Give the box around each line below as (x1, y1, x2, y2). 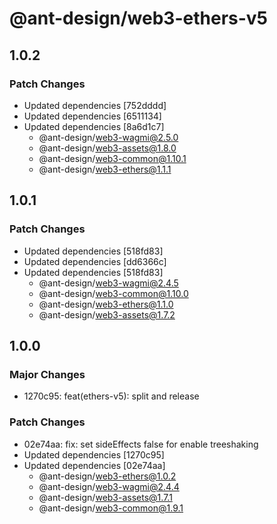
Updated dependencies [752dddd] (23, 99, 167, 111)
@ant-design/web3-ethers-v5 (9, 7, 269, 30)
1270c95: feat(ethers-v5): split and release (23, 390, 200, 402)
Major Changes (9, 367, 86, 381)
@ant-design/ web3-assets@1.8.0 (38, 142, 177, 154)
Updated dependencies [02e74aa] (23, 459, 166, 471)
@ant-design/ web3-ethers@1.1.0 (38, 298, 174, 310)
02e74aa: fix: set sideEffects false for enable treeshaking (23, 438, 259, 450)
